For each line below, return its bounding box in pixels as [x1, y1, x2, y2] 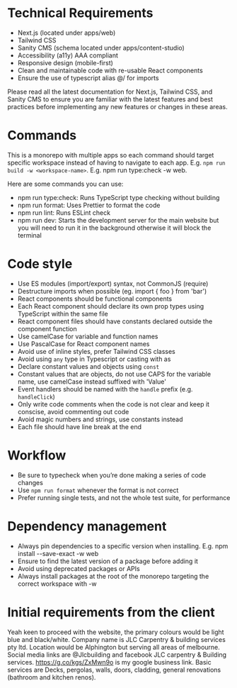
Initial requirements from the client [7, 604, 215, 620]
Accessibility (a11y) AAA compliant [17, 51, 119, 60]
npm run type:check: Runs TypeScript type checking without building [17, 193, 220, 201]
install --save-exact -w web [17, 549, 99, 557]
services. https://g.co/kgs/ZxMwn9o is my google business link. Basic [7, 658, 212, 666]
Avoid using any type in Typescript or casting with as [17, 355, 171, 363]
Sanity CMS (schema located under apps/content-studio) [17, 43, 185, 52]
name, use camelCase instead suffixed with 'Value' [17, 377, 166, 386]
